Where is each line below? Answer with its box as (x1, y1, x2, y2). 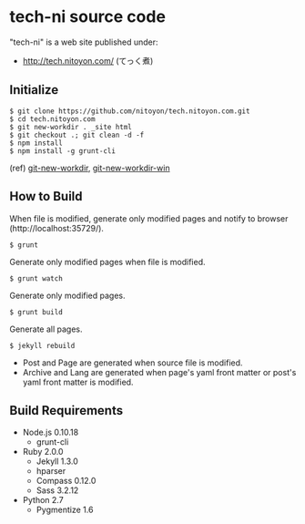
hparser (36, 466, 66, 477)
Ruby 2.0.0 (22, 447, 64, 457)
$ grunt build (9, 307, 64, 316)
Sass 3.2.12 (36, 485, 79, 496)
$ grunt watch (9, 273, 64, 283)
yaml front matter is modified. (22, 376, 134, 387)
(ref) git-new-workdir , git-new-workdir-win (9, 162, 170, 173)
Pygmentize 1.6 (36, 504, 94, 516)
